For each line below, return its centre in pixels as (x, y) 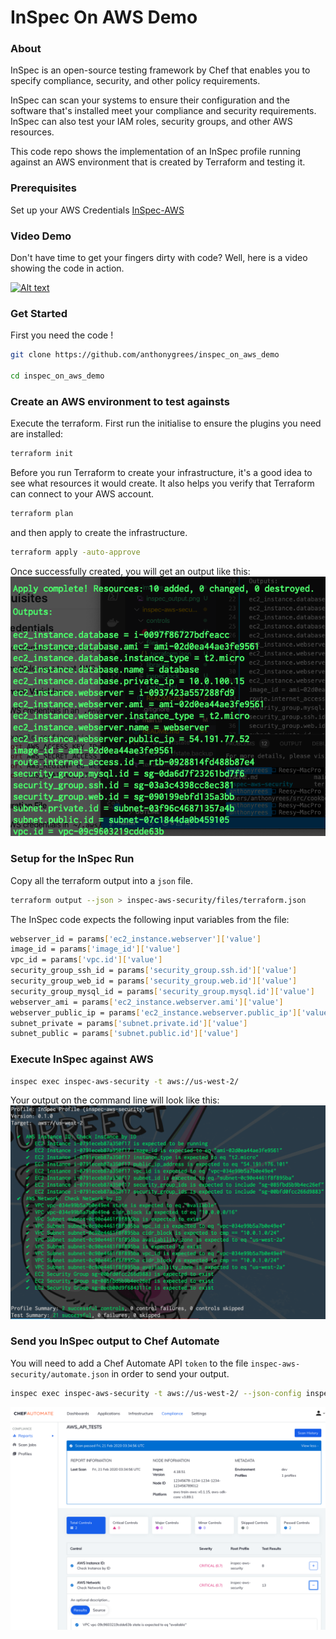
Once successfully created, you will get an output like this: (130, 571)
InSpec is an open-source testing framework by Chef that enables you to (160, 70)
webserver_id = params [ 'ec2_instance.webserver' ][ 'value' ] (136, 939)
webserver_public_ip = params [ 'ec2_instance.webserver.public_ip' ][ (156, 1012)
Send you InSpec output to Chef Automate (115, 1341)
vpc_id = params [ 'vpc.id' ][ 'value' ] (86, 960)
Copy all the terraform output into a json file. (101, 880)
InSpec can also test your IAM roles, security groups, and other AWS (151, 122)
